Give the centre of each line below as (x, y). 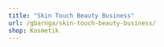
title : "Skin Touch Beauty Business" (72, 16)
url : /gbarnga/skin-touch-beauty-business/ (82, 23)
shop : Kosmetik (34, 30)
